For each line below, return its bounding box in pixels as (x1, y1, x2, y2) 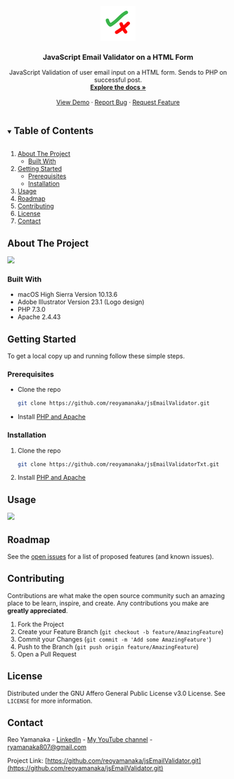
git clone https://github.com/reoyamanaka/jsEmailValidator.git (17, 400, 210, 407)
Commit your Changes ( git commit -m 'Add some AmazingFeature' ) (17, 635, 212, 643)
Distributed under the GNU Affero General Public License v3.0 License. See (7, 689, 226, 697)
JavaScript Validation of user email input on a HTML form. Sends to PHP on (9, 68, 227, 77)
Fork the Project (17, 620, 65, 628)
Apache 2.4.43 (17, 312, 61, 322)
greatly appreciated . (7, 606, 68, 614)
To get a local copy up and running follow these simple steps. (7, 352, 185, 360)
